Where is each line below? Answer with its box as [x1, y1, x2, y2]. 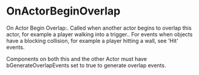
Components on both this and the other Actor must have [6, 55, 147, 62]
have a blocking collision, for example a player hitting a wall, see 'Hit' [6, 37, 179, 44]
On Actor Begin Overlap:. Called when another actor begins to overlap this [6, 24, 192, 31]
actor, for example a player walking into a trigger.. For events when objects [6, 30, 193, 37]
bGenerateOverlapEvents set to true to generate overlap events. [6, 62, 166, 69]
